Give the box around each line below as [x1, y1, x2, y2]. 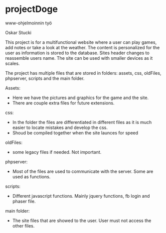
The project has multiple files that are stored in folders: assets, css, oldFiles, [5, 70, 162, 76]
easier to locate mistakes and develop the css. [12, 124, 108, 130]
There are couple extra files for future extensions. [12, 100, 115, 106]
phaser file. [12, 198, 36, 204]
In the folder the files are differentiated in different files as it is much [12, 119, 152, 125]
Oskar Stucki [5, 29, 31, 35]
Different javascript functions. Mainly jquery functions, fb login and [12, 193, 150, 199]
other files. [12, 223, 35, 229]
